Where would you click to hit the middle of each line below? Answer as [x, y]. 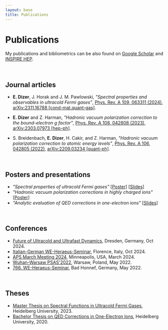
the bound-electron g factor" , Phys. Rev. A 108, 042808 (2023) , [79, 123]
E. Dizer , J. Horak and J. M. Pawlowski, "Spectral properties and [80, 97]
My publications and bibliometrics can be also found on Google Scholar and [84, 54]
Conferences [26, 229]
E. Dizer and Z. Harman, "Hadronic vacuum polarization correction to [85, 117]
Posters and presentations [48, 174]
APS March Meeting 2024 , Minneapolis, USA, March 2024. [74, 257]
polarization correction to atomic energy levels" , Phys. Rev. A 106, [81, 143]
